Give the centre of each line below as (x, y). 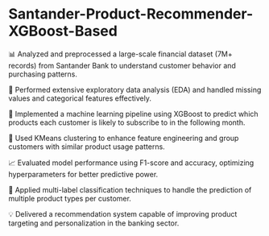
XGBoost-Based (63, 31)
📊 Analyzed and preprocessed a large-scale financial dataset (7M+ (121, 54)
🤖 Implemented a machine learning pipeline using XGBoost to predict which (134, 114)
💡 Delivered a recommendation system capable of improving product (123, 213)
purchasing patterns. (43, 74)
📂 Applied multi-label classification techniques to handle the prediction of (130, 189)
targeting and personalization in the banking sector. (94, 223)
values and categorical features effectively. (80, 98)
